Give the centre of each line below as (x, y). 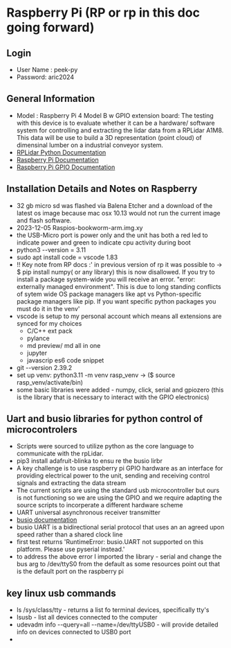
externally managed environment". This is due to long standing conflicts (119, 286)
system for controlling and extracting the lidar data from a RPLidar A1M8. (120, 130)
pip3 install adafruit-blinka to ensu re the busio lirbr (90, 461)
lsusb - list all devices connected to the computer (87, 618)
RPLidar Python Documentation (61, 152)
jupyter (37, 353)
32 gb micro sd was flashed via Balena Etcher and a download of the (114, 205)
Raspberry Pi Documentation (57, 159)
